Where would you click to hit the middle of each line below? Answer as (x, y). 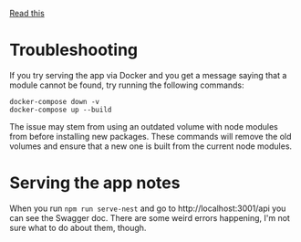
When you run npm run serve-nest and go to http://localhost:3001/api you (148, 208)
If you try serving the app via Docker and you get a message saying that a (148, 75)
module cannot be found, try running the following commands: (127, 85)
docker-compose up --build (61, 110)
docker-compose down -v (55, 101)
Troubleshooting (74, 50)
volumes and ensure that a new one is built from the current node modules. (151, 146)
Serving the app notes (95, 183)
